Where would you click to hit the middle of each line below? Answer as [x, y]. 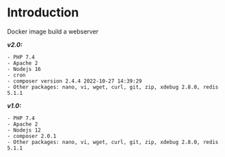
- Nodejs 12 [24, 130]
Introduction [43, 13]
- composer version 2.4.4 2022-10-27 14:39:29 [75, 81]
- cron [16, 75]
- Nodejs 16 [24, 69]
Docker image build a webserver [53, 31]
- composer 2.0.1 [32, 136]
